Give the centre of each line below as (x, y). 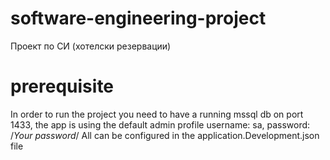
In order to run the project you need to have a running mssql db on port (157, 114)
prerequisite (62, 86)
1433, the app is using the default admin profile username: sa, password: (160, 124)
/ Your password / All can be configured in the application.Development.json (165, 135)
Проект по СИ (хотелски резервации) (91, 46)
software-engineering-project (138, 18)
